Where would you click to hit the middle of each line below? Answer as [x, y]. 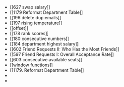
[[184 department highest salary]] [44, 44]
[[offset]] [19, 28]
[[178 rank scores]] [29, 33]
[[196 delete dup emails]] [35, 18]
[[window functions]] [31, 65]
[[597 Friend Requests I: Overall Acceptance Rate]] [62, 54]
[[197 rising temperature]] [36, 23]
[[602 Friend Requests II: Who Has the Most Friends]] [64, 49]
